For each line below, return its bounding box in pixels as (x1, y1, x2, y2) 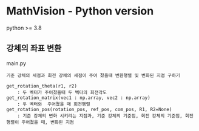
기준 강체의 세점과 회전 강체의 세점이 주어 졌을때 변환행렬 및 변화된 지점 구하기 (6, 72, 180, 78)
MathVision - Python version (6, 4, 154, 18)
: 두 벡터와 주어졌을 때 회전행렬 (17, 101, 90, 107)
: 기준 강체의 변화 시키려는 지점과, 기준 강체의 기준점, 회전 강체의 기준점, (17, 113, 183, 119)
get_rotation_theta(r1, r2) (6, 83, 78, 89)
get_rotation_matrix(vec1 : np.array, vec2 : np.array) (6, 95, 150, 101)
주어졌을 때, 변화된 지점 (21, 119, 75, 125)
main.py (6, 59, 26, 67)
